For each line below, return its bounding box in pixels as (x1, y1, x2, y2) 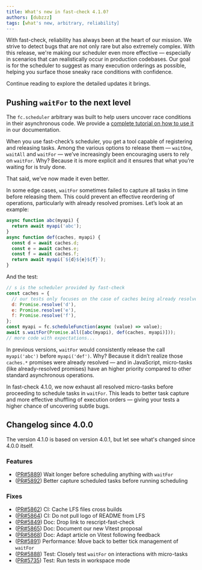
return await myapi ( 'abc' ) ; (11, 223, 82, 229)
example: (6, 206, 29, 213)
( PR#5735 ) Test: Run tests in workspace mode (14, 557, 130, 564)
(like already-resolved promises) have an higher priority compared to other (6, 365, 191, 372)
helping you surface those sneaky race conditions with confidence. (6, 69, 173, 76)
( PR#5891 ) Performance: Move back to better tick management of (14, 538, 179, 545)
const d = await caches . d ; (11, 240, 79, 246)
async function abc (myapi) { (6, 218, 79, 224)
